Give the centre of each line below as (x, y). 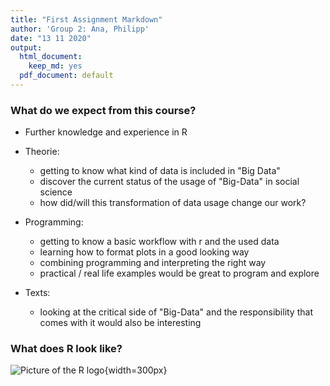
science (56, 192)
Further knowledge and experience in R (106, 132)
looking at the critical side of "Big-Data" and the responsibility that (176, 312)
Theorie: (42, 152)
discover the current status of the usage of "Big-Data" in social (169, 182)
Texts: (37, 293)
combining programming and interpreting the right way (153, 263)
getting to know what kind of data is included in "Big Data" (160, 171)
